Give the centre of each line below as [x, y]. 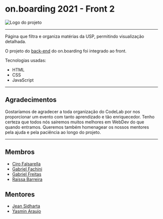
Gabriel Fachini [27, 169]
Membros [20, 152]
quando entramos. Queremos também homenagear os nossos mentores [77, 127]
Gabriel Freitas [27, 174]
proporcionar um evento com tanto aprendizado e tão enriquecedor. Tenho [80, 117]
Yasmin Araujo [26, 211]
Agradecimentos [31, 100]
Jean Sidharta [26, 206]
